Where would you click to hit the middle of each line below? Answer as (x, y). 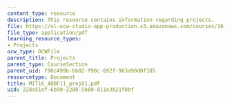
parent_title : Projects (41, 58)
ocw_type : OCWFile (33, 52)
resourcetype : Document (41, 77)
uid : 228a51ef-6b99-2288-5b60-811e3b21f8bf (71, 90)
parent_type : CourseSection (48, 64)
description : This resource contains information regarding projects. (111, 20)
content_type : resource (41, 13)
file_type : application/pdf (48, 32)
